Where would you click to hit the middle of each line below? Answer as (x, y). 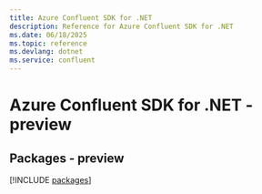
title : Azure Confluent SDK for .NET (81, 18)
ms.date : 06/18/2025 (49, 35)
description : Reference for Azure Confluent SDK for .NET (121, 26)
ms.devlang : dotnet (46, 52)
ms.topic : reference (49, 43)
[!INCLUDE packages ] (50, 180)
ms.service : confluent (52, 60)
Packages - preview (67, 158)
